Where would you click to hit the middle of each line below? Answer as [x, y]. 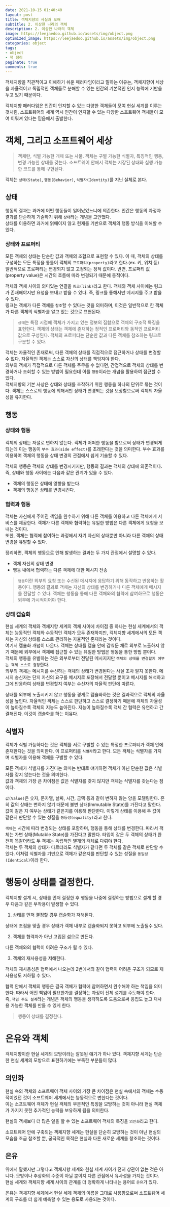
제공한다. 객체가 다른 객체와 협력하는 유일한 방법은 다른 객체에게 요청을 [88, 523]
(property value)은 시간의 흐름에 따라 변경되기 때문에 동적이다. [67, 275]
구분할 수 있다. [32, 342]
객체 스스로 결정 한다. [30, 665]
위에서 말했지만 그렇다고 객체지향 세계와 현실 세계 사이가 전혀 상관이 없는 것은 [82, 1169]
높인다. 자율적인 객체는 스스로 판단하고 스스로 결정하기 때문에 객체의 [81, 701]
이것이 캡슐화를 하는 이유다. [51, 714]
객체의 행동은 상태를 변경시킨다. [44, 490]
